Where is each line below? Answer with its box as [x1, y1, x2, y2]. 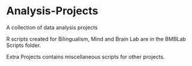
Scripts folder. [6, 42, 41, 49]
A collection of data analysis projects [6, 24, 98, 31]
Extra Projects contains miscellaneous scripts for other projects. [6, 53, 166, 60]
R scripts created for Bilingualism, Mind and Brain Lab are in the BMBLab [6, 35, 187, 42]
